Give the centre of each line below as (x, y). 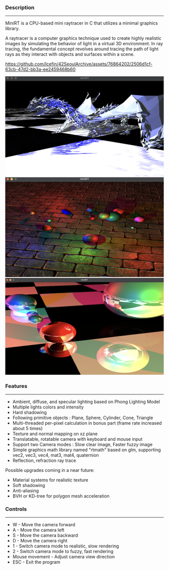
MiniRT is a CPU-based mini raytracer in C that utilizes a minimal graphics (82, 23)
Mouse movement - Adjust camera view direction (63, 557)
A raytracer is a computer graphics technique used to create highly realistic (83, 38)
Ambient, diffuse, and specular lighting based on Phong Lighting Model (86, 402)
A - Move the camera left (38, 530)
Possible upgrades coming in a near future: (50, 470)
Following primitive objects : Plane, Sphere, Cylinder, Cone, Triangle (83, 418)
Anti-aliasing (26, 491)
